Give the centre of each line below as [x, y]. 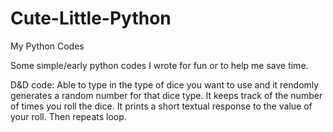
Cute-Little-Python [91, 18]
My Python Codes [47, 46]
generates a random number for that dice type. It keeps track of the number [166, 95]
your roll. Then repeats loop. [68, 116]
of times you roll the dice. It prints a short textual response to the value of [161, 106]
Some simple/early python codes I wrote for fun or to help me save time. [159, 65]
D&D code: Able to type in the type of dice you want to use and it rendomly [165, 84]
